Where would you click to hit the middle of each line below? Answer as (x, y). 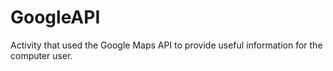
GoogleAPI (55, 17)
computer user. (41, 55)
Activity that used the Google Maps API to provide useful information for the (166, 45)
